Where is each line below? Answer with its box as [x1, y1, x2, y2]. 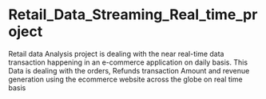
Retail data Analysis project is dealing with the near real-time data [8, 49, 224, 58]
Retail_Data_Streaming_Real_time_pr [8, 6, 258, 24]
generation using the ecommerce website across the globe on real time [8, 74, 243, 84]
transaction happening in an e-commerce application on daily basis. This [8, 57, 248, 67]
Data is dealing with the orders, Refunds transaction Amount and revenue [8, 65, 250, 75]
